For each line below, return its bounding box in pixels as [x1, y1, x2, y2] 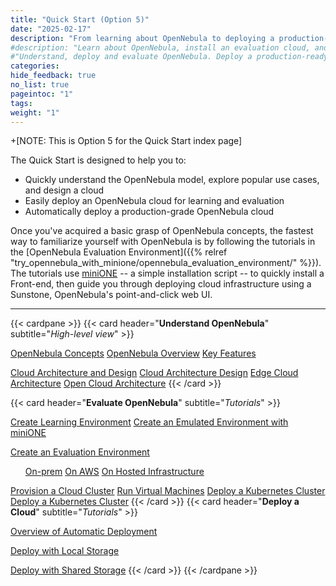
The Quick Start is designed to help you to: [10, 154, 187, 166]
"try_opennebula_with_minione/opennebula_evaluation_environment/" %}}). [10, 257, 322, 269]
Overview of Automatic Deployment [10, 526, 158, 538]
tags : [10, 98, 33, 108]
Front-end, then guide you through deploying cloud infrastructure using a [10, 278, 312, 290]
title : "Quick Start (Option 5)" [10, 14, 150, 25]
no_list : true [10, 80, 70, 90]
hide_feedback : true [10, 71, 97, 81]
